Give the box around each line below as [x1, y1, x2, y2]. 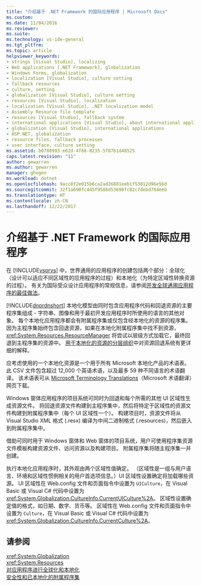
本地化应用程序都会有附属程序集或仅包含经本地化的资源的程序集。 [28, 317, 191, 324]
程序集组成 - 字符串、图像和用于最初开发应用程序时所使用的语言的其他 [6, 309, 179, 317]
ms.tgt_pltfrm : [6, 42, 44, 48]
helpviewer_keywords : [6, 53, 60, 59]
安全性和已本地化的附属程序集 [6, 573, 80, 581]
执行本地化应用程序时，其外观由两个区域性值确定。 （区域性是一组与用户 [6, 465, 186, 472]
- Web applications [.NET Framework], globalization [6, 64, 141, 71]
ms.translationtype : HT [6, 192, 66, 198]
